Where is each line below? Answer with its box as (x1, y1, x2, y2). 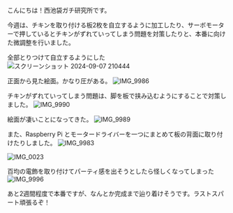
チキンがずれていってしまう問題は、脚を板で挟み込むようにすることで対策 (7, 91, 221, 100)
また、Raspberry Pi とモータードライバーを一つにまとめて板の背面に (7, 130, 205, 138)
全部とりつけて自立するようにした (7, 53, 106, 61)
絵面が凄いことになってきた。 (7, 115, 93, 124)
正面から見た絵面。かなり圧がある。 (7, 77, 112, 85)
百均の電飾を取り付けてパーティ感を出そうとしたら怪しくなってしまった (7, 167, 214, 175)
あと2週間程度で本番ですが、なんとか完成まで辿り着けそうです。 (7, 189, 194, 198)
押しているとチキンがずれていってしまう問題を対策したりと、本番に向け (19, 30, 226, 38)
